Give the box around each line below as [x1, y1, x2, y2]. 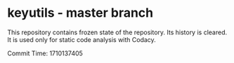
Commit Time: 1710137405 [7, 49, 83, 57]
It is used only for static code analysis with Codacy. [7, 35, 156, 43]
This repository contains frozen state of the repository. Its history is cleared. [7, 28, 227, 36]
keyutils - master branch [7, 5, 153, 21]
